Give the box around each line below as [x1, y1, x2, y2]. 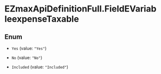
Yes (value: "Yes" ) [11, 46, 47, 51]
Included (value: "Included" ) [11, 64, 69, 70]
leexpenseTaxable [4, 13, 79, 25]
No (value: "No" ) [11, 55, 43, 61]
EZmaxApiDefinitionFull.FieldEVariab [4, 3, 157, 14]
